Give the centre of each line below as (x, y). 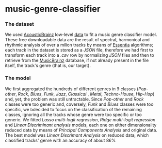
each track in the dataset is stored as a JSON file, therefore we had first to (79, 50)
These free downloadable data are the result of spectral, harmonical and (77, 40)
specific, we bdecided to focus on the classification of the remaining (73, 109)
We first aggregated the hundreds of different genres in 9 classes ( (72, 89)
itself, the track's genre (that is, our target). (48, 66)
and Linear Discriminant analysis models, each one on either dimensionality (81, 125)
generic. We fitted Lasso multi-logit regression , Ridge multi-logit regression (80, 119)
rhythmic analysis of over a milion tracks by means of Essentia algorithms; (79, 45)
